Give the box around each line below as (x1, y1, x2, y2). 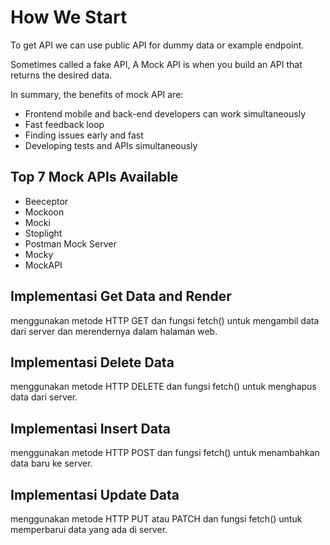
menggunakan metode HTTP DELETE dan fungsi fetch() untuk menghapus (10, 381, 317, 393)
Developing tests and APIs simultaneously (24, 139, 198, 151)
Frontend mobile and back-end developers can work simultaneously (24, 107, 306, 120)
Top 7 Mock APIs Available (10, 169, 179, 186)
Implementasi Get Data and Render (10, 288, 232, 305)
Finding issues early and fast (24, 129, 144, 141)
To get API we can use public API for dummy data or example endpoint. (10, 39, 305, 51)
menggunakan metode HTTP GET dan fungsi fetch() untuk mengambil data (10, 314, 320, 326)
